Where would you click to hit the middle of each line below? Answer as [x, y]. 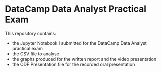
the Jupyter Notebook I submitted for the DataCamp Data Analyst [80, 43]
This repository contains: [31, 33]
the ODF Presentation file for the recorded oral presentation [74, 64]
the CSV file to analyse [36, 54]
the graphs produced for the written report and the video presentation [84, 59]
